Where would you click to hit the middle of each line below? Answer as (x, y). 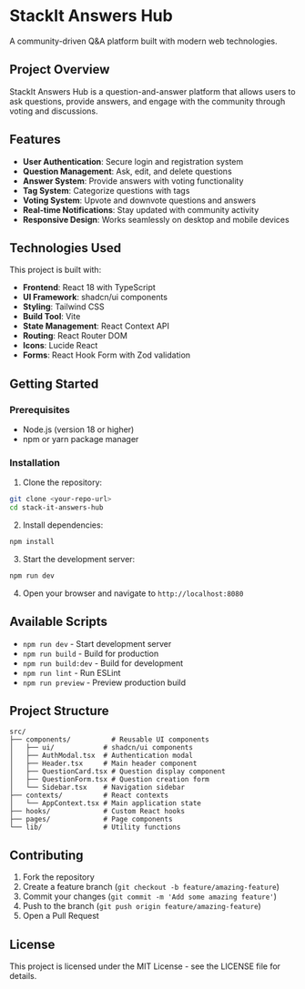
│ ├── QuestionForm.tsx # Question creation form (109, 780)
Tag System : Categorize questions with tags (106, 190)
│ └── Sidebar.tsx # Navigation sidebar (97, 788)
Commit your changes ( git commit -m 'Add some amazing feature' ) (150, 896)
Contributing (46, 855)
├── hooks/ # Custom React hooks (97, 812)
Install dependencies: (63, 525)
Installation (35, 462)
